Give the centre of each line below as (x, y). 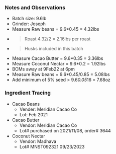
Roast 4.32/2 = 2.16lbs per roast (57, 39)
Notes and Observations (35, 8)
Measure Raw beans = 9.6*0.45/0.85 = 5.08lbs (61, 74)
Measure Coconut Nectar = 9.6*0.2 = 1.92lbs (59, 64)
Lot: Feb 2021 (34, 114)
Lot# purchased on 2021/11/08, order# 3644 (65, 130)
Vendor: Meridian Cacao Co (48, 125)
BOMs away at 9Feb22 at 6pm (43, 69)
